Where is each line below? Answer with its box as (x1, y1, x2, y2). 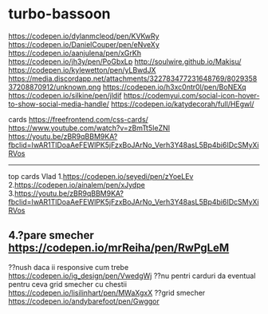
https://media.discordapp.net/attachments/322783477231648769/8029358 (8, 74, 258, 83)
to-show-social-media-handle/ (8, 99, 110, 109)
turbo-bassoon (8, 5, 111, 23)
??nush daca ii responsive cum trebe (8, 262, 129, 272)
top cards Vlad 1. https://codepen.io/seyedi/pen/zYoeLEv (8, 171, 194, 181)
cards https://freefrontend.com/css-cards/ (8, 114, 149, 124)
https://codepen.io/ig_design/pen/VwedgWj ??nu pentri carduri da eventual (8, 271, 256, 280)
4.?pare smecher (8, 229, 94, 242)
